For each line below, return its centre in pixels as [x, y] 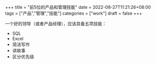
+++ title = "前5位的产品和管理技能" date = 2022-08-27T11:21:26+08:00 [78, 7]
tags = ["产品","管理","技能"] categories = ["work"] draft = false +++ [74, 13]
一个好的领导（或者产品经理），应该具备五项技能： [56, 24]
